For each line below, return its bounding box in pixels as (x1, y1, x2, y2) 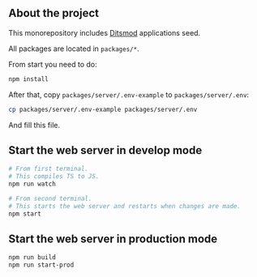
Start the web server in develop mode (8, 143, 203, 157)
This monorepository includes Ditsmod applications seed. (8, 28, 201, 37)
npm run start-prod (8, 261, 75, 270)
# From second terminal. (8, 194, 92, 202)
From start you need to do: (8, 59, 97, 69)
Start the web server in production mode (8, 232, 218, 246)
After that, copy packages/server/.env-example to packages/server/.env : (8, 89, 250, 100)
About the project (8, 6, 100, 20)
